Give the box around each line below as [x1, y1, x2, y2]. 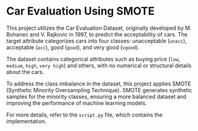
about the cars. [6, 68, 44, 75]
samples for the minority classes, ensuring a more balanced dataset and [6, 93, 186, 100]
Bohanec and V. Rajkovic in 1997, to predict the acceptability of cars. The [6, 30, 188, 38]
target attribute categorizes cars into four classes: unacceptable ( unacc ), [6, 37, 187, 44]
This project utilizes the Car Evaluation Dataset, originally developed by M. [6, 24, 192, 32]
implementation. [6, 117, 47, 125]
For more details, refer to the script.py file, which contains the [6, 111, 163, 118]
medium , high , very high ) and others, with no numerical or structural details [6, 62, 192, 69]
